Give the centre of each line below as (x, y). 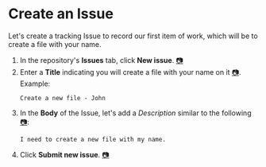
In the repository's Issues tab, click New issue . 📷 (102, 60)
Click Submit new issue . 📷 (64, 154)
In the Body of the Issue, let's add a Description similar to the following (135, 113)
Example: (35, 83)
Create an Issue (61, 14)
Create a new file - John (62, 98)
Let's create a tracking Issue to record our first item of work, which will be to (133, 36)
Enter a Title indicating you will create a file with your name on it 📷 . (130, 72)
